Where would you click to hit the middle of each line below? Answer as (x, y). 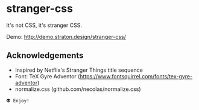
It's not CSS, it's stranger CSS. (44, 25)
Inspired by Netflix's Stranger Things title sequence (79, 70)
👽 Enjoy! (18, 100)
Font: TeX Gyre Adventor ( (47, 76)
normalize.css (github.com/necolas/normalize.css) (78, 89)
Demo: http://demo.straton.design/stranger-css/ (66, 36)
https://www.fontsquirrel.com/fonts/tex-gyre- (136, 76)
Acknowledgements (45, 56)
